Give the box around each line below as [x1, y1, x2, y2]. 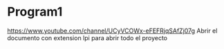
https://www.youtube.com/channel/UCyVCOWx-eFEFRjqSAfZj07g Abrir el [7, 27, 218, 35]
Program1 [7, 4, 63, 20]
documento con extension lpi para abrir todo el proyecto [7, 33, 168, 42]
